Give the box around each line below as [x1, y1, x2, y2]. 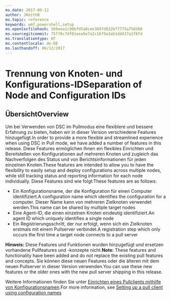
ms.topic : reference [5, 17, 50, 22]
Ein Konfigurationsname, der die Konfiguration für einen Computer [12, 188, 152, 194]
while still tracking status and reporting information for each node [5, 172, 143, 178]
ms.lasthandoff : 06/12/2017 [5, 46, 65, 51]
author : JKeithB [5, 12, 40, 17]
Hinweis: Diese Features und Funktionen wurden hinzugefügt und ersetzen [5, 242, 164, 248]
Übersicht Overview [5, 110, 69, 118]
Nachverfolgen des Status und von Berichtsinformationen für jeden [5, 156, 146, 162]
